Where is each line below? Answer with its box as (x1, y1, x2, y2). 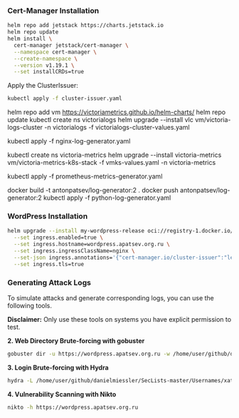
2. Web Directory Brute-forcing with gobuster (7, 337, 145, 345)
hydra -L (7, 377, 33, 384)
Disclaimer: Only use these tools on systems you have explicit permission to (7, 315, 232, 324)
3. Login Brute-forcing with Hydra (7, 363, 109, 372)
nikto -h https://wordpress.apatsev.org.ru (7, 404, 139, 411)
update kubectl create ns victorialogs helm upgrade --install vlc (7, 116, 193, 124)
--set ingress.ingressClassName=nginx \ (14, 248, 135, 255)
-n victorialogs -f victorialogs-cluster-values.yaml (44, 123, 190, 132)
